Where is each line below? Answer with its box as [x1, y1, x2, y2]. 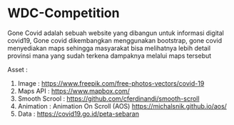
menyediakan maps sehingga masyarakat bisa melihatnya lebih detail [7, 44, 211, 52]
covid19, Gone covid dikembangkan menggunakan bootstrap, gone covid [7, 36, 223, 44]
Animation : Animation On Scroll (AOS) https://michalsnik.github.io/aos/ [17, 101, 227, 110]
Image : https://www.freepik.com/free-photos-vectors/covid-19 [17, 79, 205, 87]
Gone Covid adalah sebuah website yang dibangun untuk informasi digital [7, 29, 225, 37]
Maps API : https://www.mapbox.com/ [17, 86, 131, 95]
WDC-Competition [7, 5, 120, 21]
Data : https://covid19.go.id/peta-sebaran [17, 109, 139, 118]
